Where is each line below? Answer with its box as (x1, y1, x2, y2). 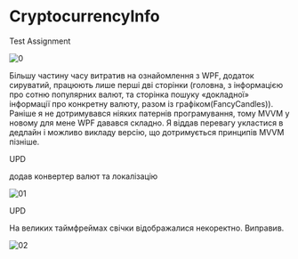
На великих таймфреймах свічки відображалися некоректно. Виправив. (9, 223, 285, 233)
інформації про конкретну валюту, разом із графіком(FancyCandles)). (9, 98, 274, 109)
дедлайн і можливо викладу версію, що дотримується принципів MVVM (9, 126, 285, 137)
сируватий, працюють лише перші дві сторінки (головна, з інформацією (9, 79, 284, 90)
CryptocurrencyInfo (9, 6, 160, 27)
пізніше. (9, 136, 40, 147)
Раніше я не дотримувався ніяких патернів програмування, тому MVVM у (9, 108, 290, 118)
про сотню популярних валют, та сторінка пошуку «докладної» (9, 89, 249, 100)
